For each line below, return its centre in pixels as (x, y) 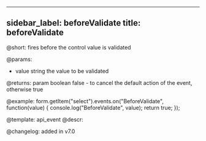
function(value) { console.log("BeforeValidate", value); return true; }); (93, 107)
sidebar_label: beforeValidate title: (74, 23)
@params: (19, 59)
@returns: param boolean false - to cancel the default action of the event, (99, 82)
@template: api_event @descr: (45, 119)
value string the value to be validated (62, 71)
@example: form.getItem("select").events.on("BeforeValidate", (85, 101)
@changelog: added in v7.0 (41, 131)
